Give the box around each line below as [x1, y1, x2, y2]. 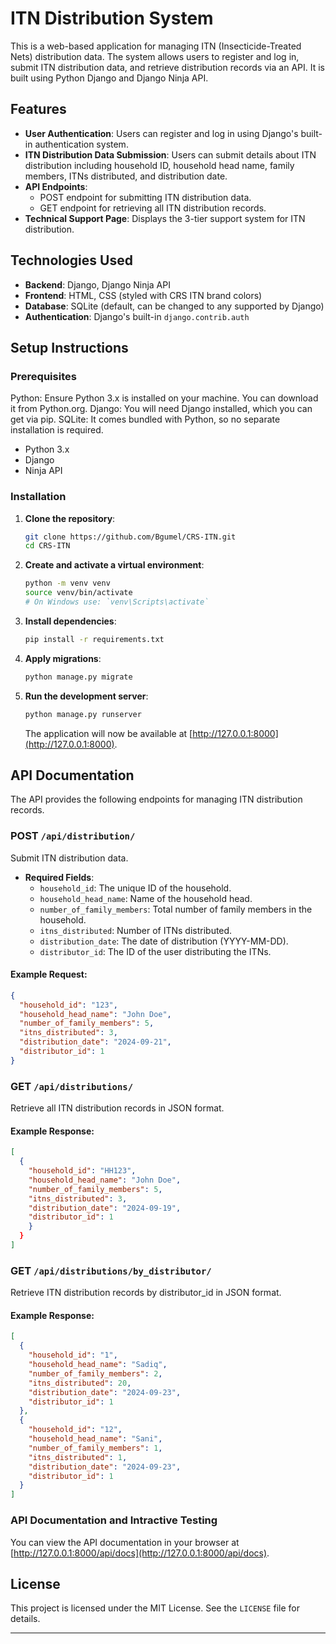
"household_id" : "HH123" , [28, 1166, 137, 1176]
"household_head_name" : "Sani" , [28, 1434, 163, 1444]
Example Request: [10, 968, 88, 981]
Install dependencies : [24, 615, 117, 627]
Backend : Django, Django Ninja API [24, 278, 171, 291]
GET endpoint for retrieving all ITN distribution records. [39, 202, 267, 214]
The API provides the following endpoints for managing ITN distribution [10, 793, 303, 806]
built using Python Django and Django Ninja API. [10, 72, 209, 84]
